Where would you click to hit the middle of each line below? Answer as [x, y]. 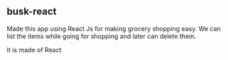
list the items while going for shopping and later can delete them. [102, 36]
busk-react [32, 12]
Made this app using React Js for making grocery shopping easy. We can [114, 28]
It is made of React [34, 49]
